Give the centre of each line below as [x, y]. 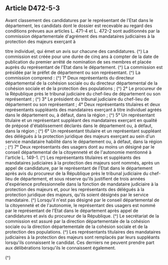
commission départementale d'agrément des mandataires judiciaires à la [80, 36]
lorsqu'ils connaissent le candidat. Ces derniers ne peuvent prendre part [80, 242]
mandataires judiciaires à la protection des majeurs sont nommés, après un [82, 162]
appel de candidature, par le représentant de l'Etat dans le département [79, 168]
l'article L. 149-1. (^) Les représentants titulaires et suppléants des [73, 157]
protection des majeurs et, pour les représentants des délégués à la [75, 189]
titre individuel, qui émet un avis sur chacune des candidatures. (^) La [77, 51]
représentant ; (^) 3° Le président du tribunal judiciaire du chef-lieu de [77, 99]
